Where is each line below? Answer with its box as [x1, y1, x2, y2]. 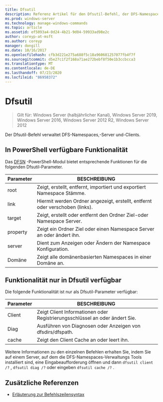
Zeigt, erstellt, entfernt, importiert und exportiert [36, 183, 146, 190]
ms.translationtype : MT [5, 61, 53, 66]
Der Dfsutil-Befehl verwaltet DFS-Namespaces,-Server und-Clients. [5, 132, 141, 138]
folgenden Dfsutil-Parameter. [5, 164, 63, 170]
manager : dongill [5, 43, 40, 48]
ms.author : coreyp [5, 39, 42, 44]
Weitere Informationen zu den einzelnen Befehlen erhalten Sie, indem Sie [5, 349, 151, 355]
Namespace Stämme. [36, 190, 86, 196]
